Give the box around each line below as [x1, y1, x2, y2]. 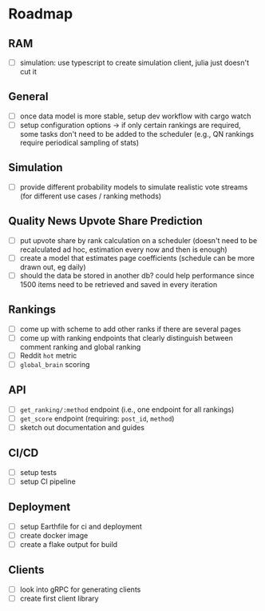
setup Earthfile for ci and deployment [19, 521, 142, 531]
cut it [19, 67, 38, 77]
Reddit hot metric [19, 350, 77, 360]
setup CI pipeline [19, 477, 76, 486]
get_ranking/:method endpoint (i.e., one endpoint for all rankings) [19, 405, 235, 414]
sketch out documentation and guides [19, 422, 145, 432]
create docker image [19, 530, 89, 540]
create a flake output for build [19, 539, 118, 549]
